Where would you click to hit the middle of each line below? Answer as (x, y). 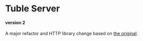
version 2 (15, 22)
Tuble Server (33, 9)
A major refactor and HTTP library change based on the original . (71, 34)
